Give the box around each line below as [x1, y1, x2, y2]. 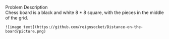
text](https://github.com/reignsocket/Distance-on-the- [23, 24, 143, 29]
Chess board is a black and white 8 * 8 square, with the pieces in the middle [5, 9, 164, 15]
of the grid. [5, 15, 29, 20]
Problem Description [5, 4, 48, 10]
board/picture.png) [5, 29, 46, 34]
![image [5, 24, 22, 29]
